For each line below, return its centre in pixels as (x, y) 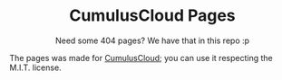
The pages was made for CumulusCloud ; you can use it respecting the (141, 58)
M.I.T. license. (35, 67)
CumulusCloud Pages (152, 16)
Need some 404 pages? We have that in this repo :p (152, 40)
